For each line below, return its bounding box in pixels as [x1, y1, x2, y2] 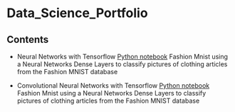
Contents [6, 34, 49, 46]
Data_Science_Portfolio [6, 5, 148, 21]
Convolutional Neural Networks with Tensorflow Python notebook [16, 81, 210, 90]
